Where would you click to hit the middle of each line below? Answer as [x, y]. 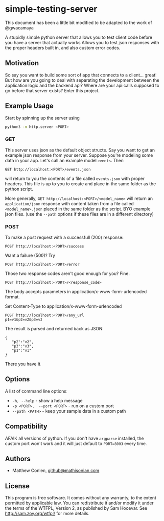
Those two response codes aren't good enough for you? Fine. [67, 273]
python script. [19, 189]
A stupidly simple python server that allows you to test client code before [79, 37]
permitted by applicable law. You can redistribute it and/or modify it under [80, 503]
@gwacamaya [20, 27]
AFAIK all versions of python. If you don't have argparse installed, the [75, 438]
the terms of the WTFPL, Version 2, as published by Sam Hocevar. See [76, 508]
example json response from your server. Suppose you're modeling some [79, 155]
